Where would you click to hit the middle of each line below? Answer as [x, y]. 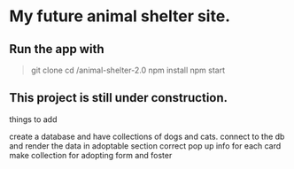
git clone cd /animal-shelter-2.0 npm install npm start [128, 70]
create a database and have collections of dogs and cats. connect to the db [147, 136]
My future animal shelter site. [120, 16]
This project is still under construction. [119, 98]
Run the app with [57, 49]
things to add [33, 119]
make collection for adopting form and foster [91, 155]
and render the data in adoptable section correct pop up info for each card [145, 146]
